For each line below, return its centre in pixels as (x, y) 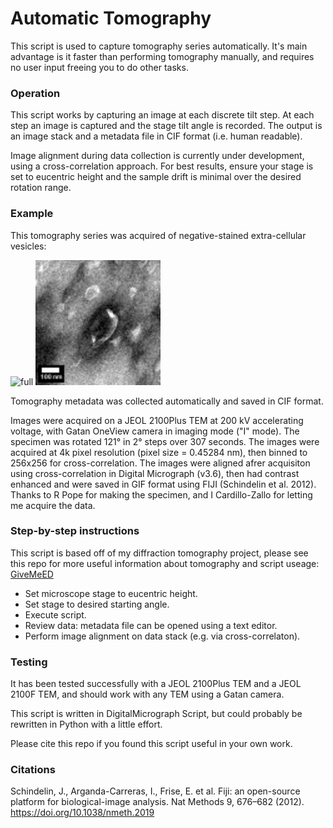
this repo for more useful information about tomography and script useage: (165, 563)
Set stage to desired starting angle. (97, 604)
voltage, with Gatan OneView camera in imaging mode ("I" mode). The (155, 431)
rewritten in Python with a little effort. (86, 724)
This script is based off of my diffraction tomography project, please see (159, 553)
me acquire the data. (53, 505)
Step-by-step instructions (75, 531)
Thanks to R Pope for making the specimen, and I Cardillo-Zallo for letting (161, 494)
